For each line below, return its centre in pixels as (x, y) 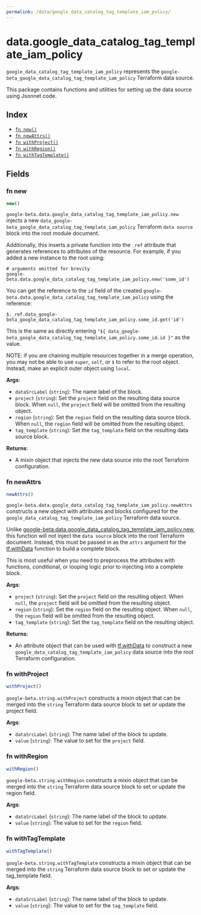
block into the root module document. (53, 233)
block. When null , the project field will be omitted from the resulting (100, 404)
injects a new (23, 220)
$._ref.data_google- (32, 314)
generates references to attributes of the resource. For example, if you (94, 251)
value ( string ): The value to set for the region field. (79, 823)
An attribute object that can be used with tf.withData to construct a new (104, 646)
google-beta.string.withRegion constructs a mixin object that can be (92, 780)
